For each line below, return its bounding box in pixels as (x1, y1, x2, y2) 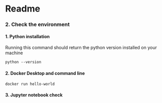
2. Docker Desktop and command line (5, 70, 85, 76)
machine (5, 50, 24, 56)
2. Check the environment (5, 21, 70, 28)
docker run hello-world (5, 81, 55, 86)
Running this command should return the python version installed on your (5, 45, 157, 51)
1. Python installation (5, 33, 50, 39)
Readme (5, 3, 41, 15)
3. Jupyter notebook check (5, 92, 63, 98)
